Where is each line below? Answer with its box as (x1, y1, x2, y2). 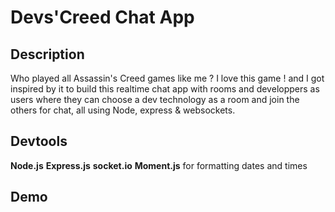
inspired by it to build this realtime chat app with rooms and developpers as (10, 83, 320, 95)
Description (10, 46, 85, 63)
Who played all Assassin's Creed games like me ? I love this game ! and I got (10, 72, 325, 84)
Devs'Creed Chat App (10, 6, 195, 29)
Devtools (10, 133, 68, 150)
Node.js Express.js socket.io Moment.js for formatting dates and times (10, 159, 308, 171)
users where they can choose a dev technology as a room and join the (10, 94, 300, 105)
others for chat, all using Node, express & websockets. (10, 104, 236, 116)
